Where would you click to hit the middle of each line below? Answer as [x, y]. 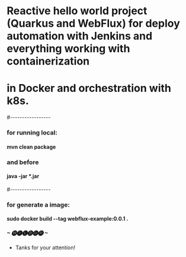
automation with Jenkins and [80, 36]
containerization [48, 61]
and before [23, 162]
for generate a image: [38, 204]
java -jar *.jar [23, 176]
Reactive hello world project [77, 11]
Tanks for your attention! [45, 248]
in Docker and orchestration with [89, 89]
